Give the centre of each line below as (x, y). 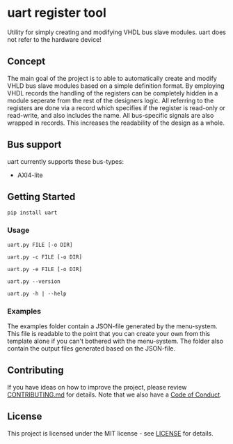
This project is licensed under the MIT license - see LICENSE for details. (110, 433)
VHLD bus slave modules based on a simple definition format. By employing (116, 86)
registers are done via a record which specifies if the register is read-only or (116, 108)
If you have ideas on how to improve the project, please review (97, 387)
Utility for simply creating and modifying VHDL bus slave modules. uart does (116, 32)
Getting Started (41, 197)
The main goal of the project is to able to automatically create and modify (112, 78)
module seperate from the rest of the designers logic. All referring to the (111, 100)
